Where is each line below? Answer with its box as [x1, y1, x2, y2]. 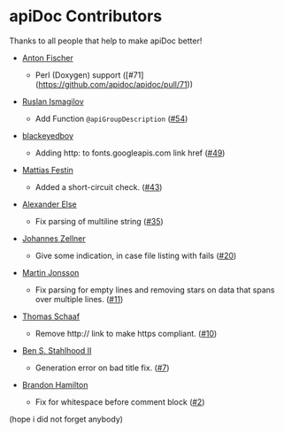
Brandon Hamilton [21, 379, 88, 390]
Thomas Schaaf [21, 311, 81, 322]
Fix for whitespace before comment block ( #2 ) [35, 396, 205, 407]
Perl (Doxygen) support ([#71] [35, 69, 144, 80]
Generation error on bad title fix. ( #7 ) [35, 362, 170, 373]
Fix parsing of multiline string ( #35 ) [35, 216, 164, 226]
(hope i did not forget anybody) [9, 414, 124, 424]
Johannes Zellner [21, 232, 86, 244]
